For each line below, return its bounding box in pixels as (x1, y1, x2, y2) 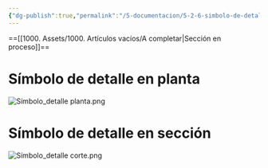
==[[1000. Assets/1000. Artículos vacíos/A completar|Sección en (8, 33, 222, 43)
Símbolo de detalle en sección (8, 124, 211, 142)
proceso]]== (8, 41, 50, 52)
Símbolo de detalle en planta (8, 69, 201, 88)
